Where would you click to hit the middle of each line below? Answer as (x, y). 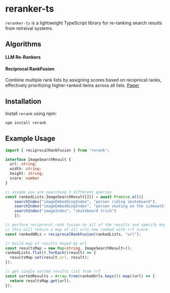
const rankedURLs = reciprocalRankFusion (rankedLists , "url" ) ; (73, 234)
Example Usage (30, 139)
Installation (23, 101)
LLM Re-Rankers (23, 57)
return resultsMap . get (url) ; (40, 281)
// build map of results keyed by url (46, 243)
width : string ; (26, 169)
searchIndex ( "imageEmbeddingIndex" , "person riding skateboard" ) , (86, 202)
